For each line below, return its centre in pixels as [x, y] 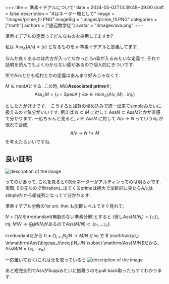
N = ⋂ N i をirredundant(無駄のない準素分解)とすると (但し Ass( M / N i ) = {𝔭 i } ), [82, 217]
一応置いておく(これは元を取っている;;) [46, 260]
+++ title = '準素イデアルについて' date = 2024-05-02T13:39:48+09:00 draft [84, 7]
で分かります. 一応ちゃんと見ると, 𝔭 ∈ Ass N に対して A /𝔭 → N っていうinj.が [84, 118]
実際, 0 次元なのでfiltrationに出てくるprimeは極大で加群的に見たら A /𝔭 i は [79, 189]
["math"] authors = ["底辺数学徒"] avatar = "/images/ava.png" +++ [74, 25]
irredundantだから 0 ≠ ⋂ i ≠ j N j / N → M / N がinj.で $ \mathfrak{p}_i [72, 236]
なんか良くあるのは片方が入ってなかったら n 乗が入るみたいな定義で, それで [83, 58]
